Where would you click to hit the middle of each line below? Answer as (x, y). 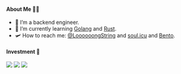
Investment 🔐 (23, 51)
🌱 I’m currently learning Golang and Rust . (66, 29)
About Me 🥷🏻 (23, 9)
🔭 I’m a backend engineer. (47, 22)
